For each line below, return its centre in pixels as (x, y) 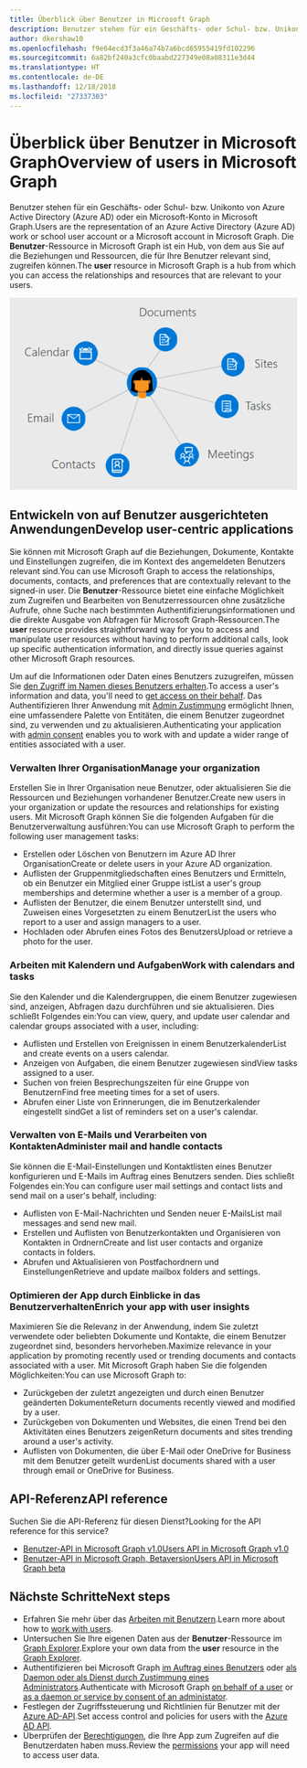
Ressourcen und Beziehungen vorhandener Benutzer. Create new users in (148, 798)
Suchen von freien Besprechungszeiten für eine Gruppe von (136, 1082)
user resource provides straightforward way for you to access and (134, 629)
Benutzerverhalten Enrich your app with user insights (130, 1306)
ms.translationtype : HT (55, 68)
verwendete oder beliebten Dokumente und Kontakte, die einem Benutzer (148, 1337)
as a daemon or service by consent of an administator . (125, 1697)
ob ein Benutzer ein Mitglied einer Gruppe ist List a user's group (142, 883)
